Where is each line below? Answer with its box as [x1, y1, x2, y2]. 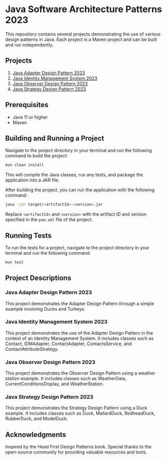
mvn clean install [5, 163, 44, 168]
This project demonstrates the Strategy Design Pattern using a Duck [5, 405, 148, 411]
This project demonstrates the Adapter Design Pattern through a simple [5, 300, 154, 306]
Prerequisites [5, 101, 49, 109]
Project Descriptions [5, 274, 72, 283]
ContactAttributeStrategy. [5, 346, 59, 352]
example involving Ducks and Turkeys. [5, 306, 86, 312]
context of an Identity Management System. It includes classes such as [5, 335, 154, 341]
